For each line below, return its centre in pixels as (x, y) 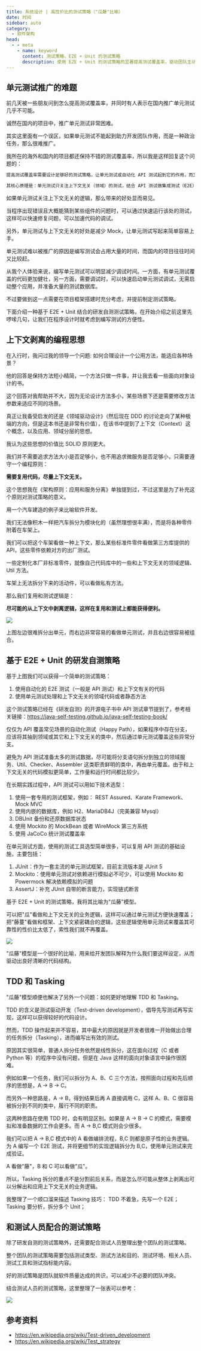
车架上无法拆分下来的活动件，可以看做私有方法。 (66, 583)
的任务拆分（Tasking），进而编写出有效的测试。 (64, 1037)
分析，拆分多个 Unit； (59, 1206)
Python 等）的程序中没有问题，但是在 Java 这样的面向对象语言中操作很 (94, 1058)
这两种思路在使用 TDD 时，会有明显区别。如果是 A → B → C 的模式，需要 (96, 1118)
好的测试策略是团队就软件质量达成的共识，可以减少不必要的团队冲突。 (93, 1276)
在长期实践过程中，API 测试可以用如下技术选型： (66, 784)
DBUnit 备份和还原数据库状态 (51, 818)
